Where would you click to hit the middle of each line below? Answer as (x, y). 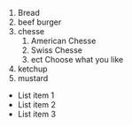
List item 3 (36, 114)
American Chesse (63, 41)
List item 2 (36, 104)
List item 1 (36, 95)
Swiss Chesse (56, 50)
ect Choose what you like (77, 59)
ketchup (32, 69)
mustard (33, 78)
